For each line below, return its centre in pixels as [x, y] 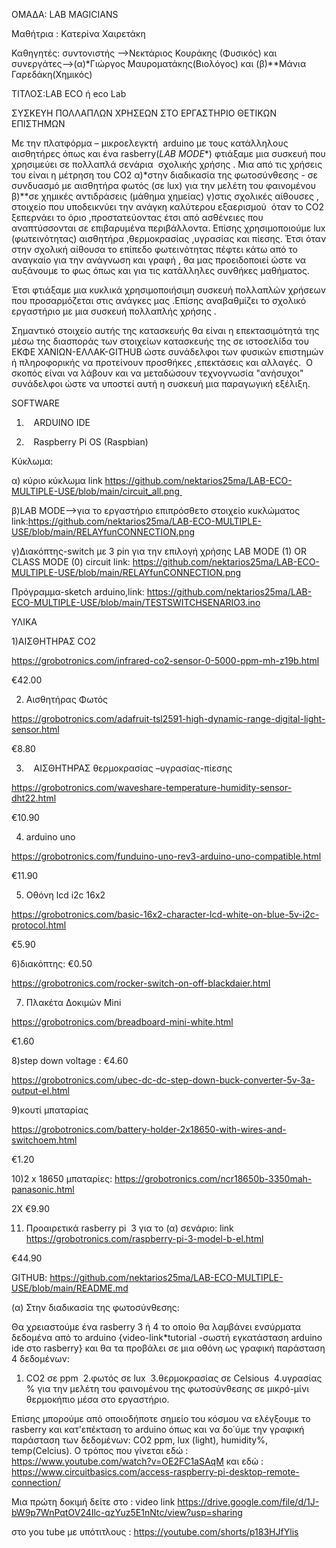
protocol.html [39, 925]
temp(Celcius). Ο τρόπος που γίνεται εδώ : [100, 1450]
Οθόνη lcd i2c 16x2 [65, 895]
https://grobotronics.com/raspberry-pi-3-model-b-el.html [144, 1238]
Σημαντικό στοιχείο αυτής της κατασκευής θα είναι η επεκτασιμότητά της [165, 330]
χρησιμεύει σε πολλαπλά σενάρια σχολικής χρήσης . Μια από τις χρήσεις [167, 164]
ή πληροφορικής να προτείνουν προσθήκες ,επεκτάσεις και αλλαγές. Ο [162, 362]
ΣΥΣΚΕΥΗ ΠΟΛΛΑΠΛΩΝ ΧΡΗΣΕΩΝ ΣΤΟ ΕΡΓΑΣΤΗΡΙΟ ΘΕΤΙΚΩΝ [144, 113]
